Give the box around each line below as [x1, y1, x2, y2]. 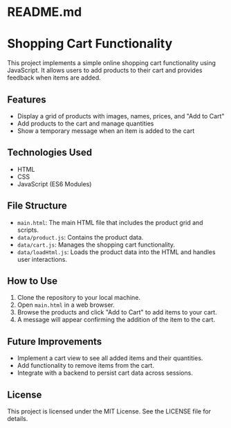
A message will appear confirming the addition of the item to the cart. [17, 316, 216, 324]
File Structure [7, 200, 67, 212]
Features [7, 93, 46, 105]
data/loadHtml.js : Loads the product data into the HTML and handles [17, 247, 216, 256]
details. [7, 415, 28, 422]
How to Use [7, 275, 58, 287]
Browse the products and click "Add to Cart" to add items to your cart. [17, 308, 217, 316]
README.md [7, 4, 82, 20]
